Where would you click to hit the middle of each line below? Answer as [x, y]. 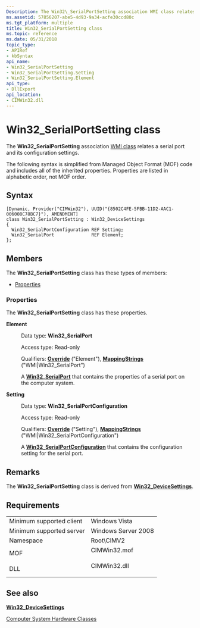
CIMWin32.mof [112, 550]
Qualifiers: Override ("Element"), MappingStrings [82, 359]
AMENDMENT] [65, 214]
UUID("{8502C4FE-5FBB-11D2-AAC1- [133, 209]
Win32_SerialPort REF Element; [68, 235]
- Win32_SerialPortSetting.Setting [50, 73]
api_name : [18, 61]
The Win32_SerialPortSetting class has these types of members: [87, 273]
